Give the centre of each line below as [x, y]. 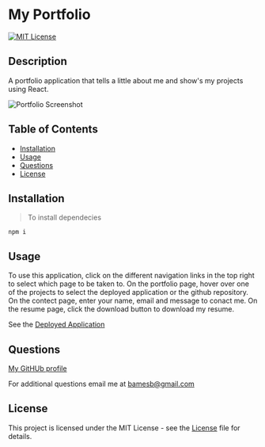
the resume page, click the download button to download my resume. [121, 309]
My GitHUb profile [38, 369]
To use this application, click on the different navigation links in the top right [131, 276]
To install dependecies [64, 218]
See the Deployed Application [57, 325]
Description [38, 61]
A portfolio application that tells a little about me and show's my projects [126, 80]
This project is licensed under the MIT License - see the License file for [124, 428]
